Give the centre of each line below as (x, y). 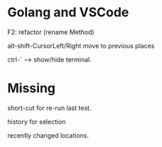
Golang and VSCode (68, 12)
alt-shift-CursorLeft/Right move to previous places (81, 45)
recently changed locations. (48, 135)
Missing (31, 88)
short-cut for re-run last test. (49, 108)
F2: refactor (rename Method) (51, 32)
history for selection (37, 121)
